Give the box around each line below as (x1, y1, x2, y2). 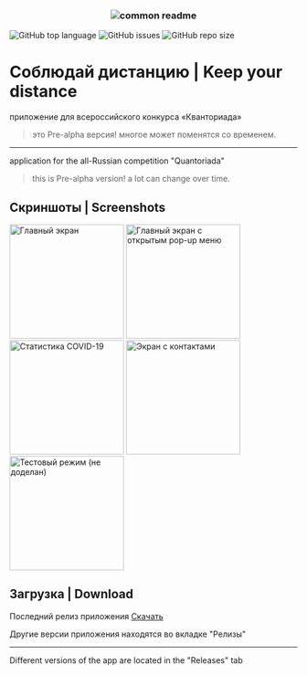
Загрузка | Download (9, 586, 134, 602)
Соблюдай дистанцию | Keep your (9, 62, 283, 82)
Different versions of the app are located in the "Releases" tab (9, 654, 244, 666)
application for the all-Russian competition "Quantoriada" (9, 155, 226, 166)
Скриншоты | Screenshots (9, 199, 166, 215)
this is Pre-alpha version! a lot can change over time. (31, 174, 230, 185)
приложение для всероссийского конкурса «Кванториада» (9, 111, 242, 122)
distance (9, 81, 78, 102)
